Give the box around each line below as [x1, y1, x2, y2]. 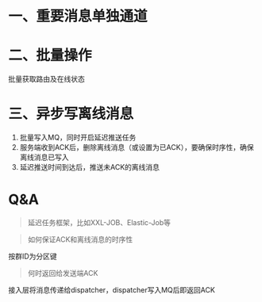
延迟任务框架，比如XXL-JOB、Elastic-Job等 [27, 218, 171, 227]
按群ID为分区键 [8, 251, 57, 261]
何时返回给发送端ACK [27, 269, 98, 277]
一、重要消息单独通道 [8, 7, 148, 25]
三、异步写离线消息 [8, 105, 134, 123]
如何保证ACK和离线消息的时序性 [27, 235, 133, 244]
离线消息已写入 [19, 152, 69, 162]
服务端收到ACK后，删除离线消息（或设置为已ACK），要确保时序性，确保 [19, 143, 254, 152]
